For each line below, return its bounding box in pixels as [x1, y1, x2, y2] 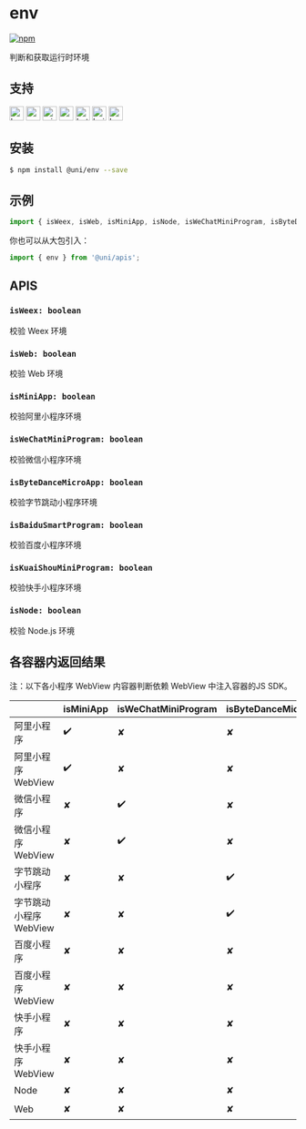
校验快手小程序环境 [9, 582, 82, 594]
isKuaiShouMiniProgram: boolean [9, 563, 153, 574]
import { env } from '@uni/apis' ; [9, 253, 141, 262]
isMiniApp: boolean [9, 391, 96, 402]
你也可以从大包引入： [9, 235, 89, 246]
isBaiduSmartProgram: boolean [9, 520, 144, 530]
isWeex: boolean [9, 306, 82, 316]
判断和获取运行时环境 [9, 51, 89, 62]
